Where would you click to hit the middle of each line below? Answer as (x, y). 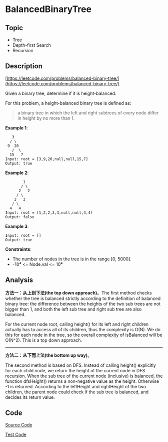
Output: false (20, 217)
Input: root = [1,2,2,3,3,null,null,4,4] (49, 212)
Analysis (19, 280)
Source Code (19, 425)
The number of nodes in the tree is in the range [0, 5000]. (72, 259)
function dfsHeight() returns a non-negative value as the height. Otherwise (82, 381)
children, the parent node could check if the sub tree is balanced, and (77, 392)
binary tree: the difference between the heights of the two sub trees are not (83, 304)
